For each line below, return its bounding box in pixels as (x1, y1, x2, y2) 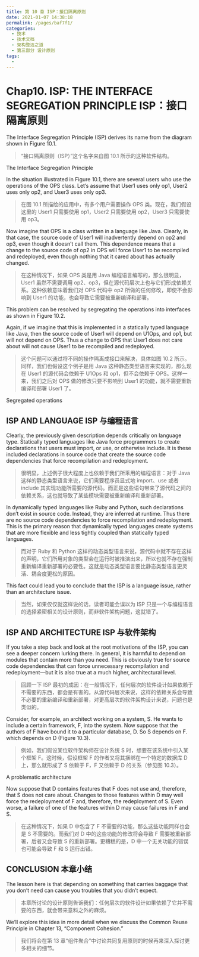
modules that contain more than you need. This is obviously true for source (6, 656, 190, 664)
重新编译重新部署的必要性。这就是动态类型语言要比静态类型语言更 (20, 563, 182, 570)
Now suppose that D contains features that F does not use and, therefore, (6, 785, 187, 792)
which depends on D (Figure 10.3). (6, 735, 91, 742)
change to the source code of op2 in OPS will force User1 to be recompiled (6, 247, 189, 254)
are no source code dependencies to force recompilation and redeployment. (6, 516, 193, 524)
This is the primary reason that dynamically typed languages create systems (6, 523, 193, 530)
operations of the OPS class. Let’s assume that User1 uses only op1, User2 (6, 182, 188, 190)
